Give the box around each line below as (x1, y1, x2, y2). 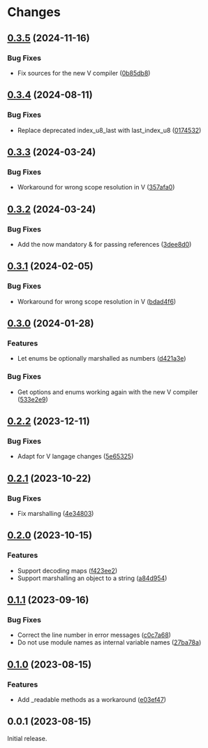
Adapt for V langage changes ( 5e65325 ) (17, 452, 134, 461)
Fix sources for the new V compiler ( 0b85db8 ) (17, 69, 151, 77)
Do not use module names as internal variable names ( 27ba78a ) (17, 638, 202, 647)
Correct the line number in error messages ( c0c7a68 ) (17, 631, 171, 640)
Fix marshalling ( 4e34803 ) (17, 509, 94, 517)
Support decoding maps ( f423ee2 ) (17, 566, 118, 575)
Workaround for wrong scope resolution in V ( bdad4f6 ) (17, 297, 177, 305)
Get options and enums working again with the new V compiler (17, 387, 198, 396)
